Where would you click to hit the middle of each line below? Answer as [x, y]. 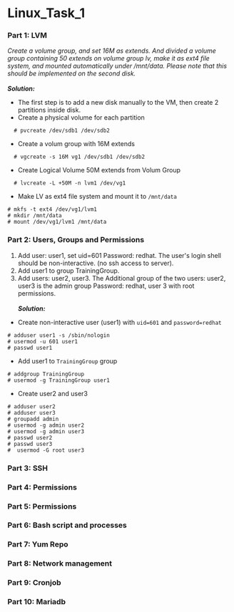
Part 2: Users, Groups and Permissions [76, 240]
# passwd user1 [30, 348]
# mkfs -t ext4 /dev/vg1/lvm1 [52, 209]
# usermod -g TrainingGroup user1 [59, 380]
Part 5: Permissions [42, 506]
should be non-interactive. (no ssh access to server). [96, 263]
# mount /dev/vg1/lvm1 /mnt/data [57, 222]
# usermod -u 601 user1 [43, 341]
